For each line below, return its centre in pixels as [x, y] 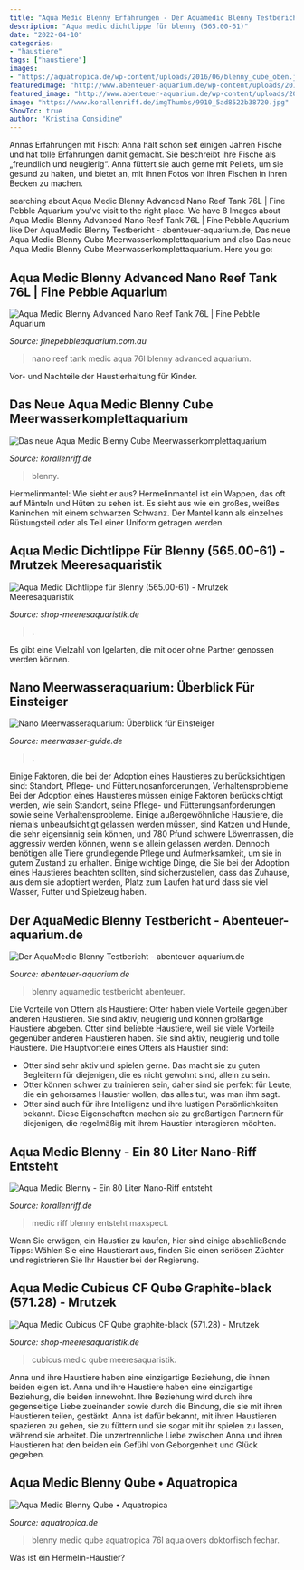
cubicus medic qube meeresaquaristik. [104, 1359]
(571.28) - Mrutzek [63, 1303]
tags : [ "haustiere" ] [48, 60]
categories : [32, 43]
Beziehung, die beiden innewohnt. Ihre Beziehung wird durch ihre [131, 1396]
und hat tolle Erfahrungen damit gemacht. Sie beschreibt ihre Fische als [142, 154]
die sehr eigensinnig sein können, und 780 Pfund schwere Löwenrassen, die [152, 834]
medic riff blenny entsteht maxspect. [100, 1223]
